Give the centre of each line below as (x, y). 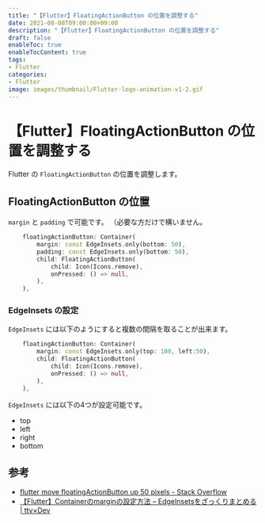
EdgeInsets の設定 (44, 311)
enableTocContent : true (47, 52)
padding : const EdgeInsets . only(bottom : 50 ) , (113, 252)
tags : (17, 60)
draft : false (30, 38)
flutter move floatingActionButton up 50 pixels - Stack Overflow (123, 492)
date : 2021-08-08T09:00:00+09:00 (63, 23)
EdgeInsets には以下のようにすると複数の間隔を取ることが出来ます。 (120, 329)
